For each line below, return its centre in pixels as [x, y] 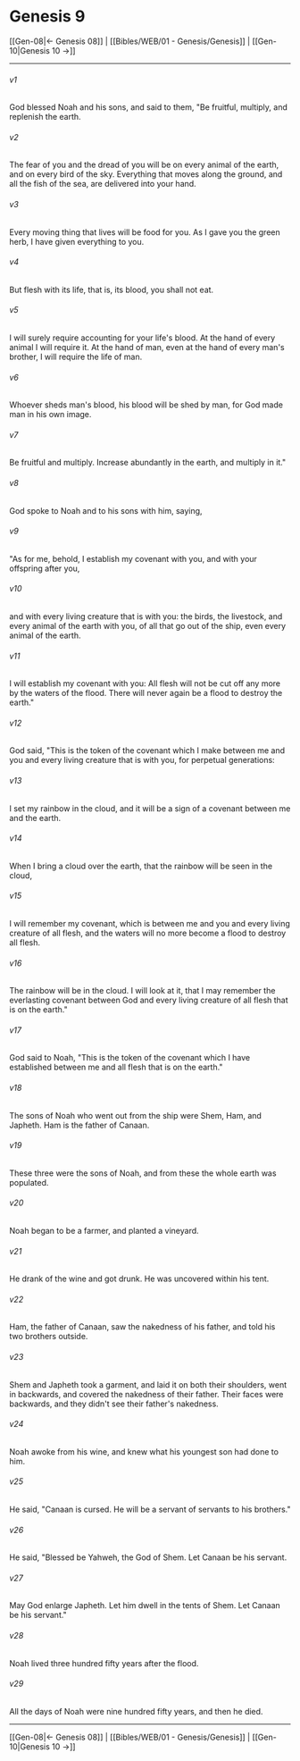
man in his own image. [50, 415]
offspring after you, [45, 568]
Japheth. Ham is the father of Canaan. [79, 1125]
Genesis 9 [47, 17]
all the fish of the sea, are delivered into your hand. [103, 184]
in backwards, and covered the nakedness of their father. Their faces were [146, 1394]
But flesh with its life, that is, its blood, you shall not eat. [112, 289]
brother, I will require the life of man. [76, 356]
